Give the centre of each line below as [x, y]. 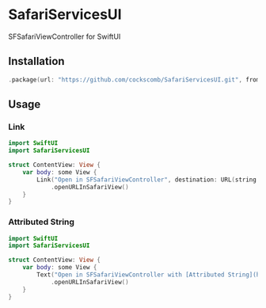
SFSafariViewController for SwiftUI [65, 36]
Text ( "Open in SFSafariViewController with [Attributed [131, 275]
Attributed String [42, 222]
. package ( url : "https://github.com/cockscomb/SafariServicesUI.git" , [125, 80]
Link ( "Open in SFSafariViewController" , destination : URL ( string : [148, 180]
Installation [36, 61]
